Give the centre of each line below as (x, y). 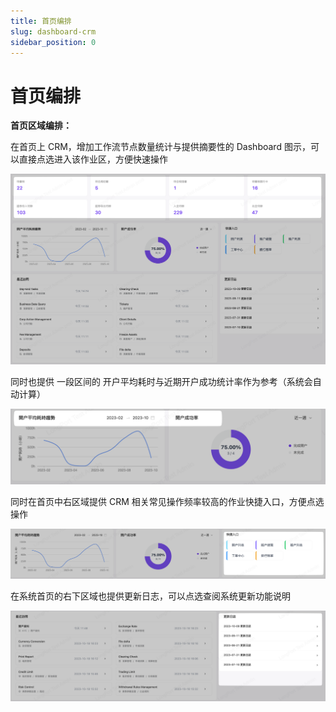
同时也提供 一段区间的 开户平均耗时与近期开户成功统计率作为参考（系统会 (161, 381)
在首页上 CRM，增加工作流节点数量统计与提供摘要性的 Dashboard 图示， (160, 147)
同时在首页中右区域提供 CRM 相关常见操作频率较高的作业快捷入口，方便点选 (167, 502)
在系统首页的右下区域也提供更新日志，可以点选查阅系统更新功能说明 (150, 596)
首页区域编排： (41, 126)
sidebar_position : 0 (53, 42)
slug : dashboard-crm (53, 31)
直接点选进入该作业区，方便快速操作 (93, 159)
